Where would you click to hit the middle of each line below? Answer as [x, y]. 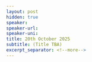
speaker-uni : [22, 34]
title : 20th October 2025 [38, 39]
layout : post [22, 12]
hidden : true [22, 17]
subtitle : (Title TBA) [34, 45]
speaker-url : [22, 28]
